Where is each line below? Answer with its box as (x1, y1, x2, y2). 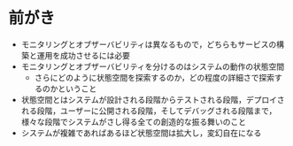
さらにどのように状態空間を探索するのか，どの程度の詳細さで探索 (34, 72, 275, 82)
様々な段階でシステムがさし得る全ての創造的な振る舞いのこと (20, 116, 247, 127)
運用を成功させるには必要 (36, 50, 130, 60)
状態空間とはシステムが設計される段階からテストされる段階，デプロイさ (20, 94, 285, 104)
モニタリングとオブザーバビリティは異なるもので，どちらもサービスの (20, 39, 277, 50)
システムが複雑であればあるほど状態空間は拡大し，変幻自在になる (20, 127, 262, 138)
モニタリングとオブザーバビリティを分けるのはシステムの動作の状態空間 (20, 61, 285, 72)
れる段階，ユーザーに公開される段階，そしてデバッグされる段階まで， (20, 105, 277, 116)
